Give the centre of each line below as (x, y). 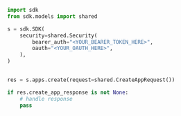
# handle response (46, 99)
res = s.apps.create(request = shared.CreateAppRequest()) (91, 80)
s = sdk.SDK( (26, 29)
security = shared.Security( (59, 35)
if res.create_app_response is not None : (68, 92)
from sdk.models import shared (52, 16)
